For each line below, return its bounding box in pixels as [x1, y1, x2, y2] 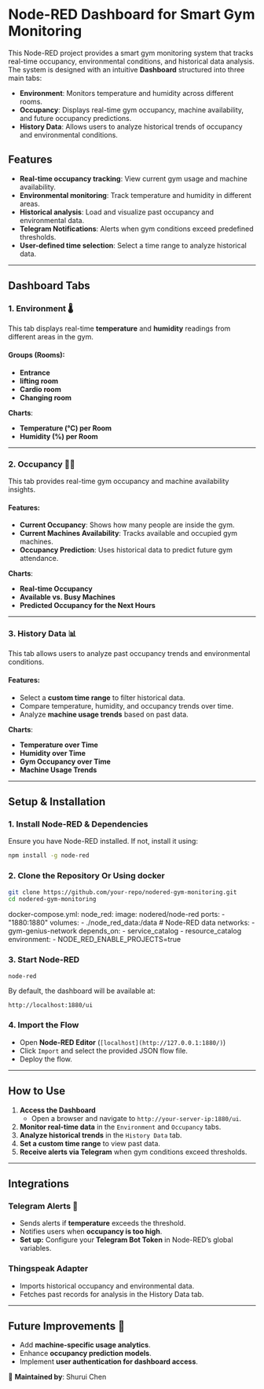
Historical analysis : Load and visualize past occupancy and [19, 207, 214, 217]
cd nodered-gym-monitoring [8, 896, 97, 903]
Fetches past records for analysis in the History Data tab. [19, 1289, 204, 1299]
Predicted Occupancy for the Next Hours [19, 601, 156, 610]
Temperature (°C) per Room [19, 423, 112, 433]
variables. [19, 1244, 52, 1253]
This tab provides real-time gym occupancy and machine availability [8, 476, 229, 486]
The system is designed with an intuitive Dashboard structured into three [8, 64, 245, 74]
